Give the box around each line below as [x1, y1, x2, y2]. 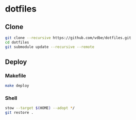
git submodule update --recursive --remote [5, 45, 95, 49]
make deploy [5, 83, 29, 88]
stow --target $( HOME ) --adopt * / [5, 105, 75, 111]
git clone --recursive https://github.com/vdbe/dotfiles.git [5, 35, 132, 40]
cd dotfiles [5, 40, 29, 45]
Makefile [5, 72, 26, 79]
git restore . [5, 110, 34, 115]
